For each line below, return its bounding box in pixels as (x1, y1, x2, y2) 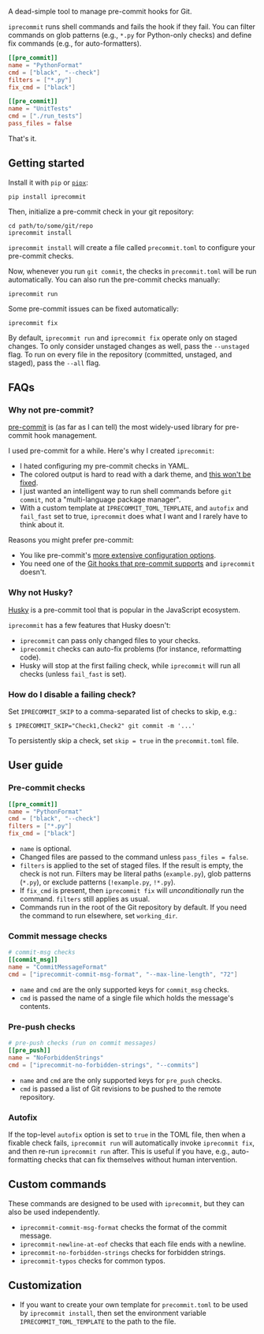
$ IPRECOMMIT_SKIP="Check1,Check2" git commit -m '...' (8, 722, 195, 730)
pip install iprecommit (8, 192, 87, 200)
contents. (19, 1001, 51, 1011)
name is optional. (19, 844, 72, 854)
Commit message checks (8, 930, 108, 941)
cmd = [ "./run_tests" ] (8, 112, 83, 121)
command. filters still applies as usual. (19, 895, 151, 904)
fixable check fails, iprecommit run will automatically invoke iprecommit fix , (8, 1138, 255, 1147)
